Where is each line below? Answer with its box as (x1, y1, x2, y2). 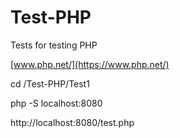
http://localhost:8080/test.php (10, 116, 135, 128)
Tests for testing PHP (10, 39, 98, 51)
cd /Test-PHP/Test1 (10, 77, 90, 90)
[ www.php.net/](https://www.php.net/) (10, 58, 170, 70)
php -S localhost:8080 (10, 97, 103, 109)
